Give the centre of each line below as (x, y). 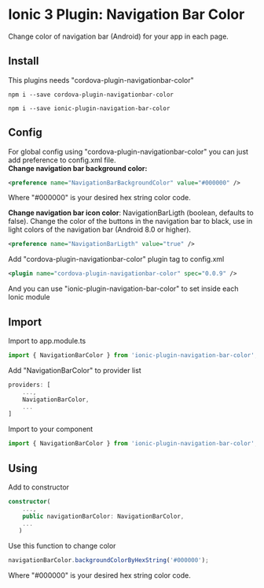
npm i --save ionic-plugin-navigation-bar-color (89, 108)
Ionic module (29, 297)
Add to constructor (38, 487)
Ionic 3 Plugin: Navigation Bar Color (126, 15)
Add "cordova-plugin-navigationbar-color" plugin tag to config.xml (116, 259)
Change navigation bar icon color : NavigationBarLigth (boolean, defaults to (131, 213)
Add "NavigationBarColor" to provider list (75, 370)
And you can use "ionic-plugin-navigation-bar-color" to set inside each (123, 288)
